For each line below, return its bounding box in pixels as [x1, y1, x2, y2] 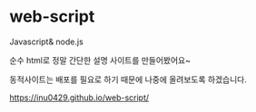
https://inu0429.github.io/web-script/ [9, 92, 150, 103]
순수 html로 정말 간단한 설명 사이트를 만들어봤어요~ [9, 54, 191, 65]
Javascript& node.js [9, 36, 84, 47]
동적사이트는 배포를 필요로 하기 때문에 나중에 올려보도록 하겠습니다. [9, 74, 247, 85]
